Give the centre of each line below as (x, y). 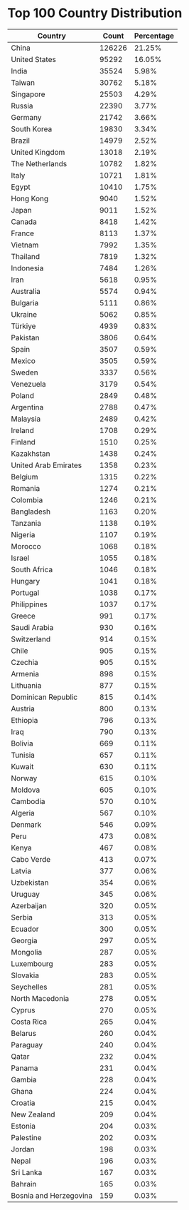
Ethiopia (25, 720)
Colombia (27, 499)
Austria (23, 708)
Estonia (23, 1126)
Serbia (22, 917)
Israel (20, 558)
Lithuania (26, 685)
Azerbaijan (29, 905)
